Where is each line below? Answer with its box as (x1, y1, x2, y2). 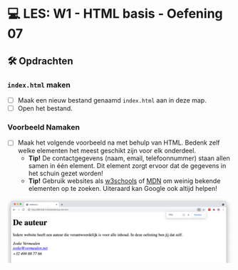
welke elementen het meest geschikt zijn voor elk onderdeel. (17, 147, 196, 155)
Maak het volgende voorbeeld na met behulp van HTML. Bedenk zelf (17, 138, 220, 147)
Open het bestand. (17, 104, 73, 113)
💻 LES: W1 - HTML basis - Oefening (7, 6, 223, 22)
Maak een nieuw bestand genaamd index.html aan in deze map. (17, 95, 207, 104)
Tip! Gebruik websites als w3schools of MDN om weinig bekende (28, 177, 221, 185)
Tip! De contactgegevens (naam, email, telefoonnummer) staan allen (28, 154, 230, 162)
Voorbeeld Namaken (7, 122, 81, 132)
